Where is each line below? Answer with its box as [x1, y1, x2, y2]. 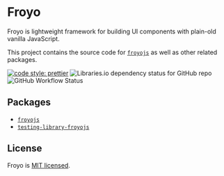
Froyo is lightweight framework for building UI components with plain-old [7, 27, 217, 35]
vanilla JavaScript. [7, 34, 61, 42]
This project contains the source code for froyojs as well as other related [7, 48, 218, 56]
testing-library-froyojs [17, 123, 90, 131]
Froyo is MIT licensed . [7, 161, 71, 169]
